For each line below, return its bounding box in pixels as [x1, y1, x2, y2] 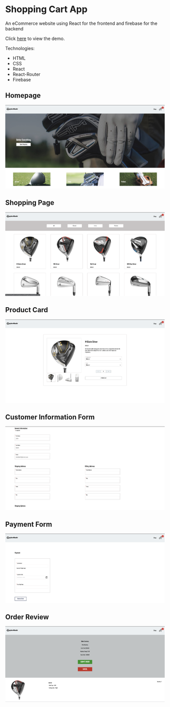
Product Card [5, 306, 48, 314]
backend [5, 25, 24, 31]
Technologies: [5, 45, 35, 51]
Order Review [5, 612, 49, 621]
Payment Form [5, 520, 52, 528]
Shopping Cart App [5, 4, 88, 15]
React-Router [12, 71, 40, 77]
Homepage [5, 91, 41, 100]
